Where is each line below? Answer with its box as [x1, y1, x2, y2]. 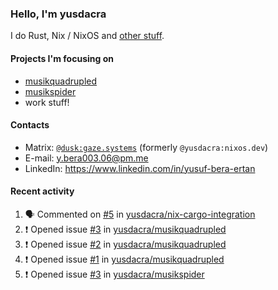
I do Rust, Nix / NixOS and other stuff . [10, 30, 165, 42]
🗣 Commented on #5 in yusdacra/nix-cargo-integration [24, 208, 256, 220]
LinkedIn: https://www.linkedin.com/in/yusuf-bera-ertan [24, 162, 256, 174]
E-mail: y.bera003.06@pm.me [24, 152, 149, 164]
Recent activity [10, 185, 75, 197]
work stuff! [24, 96, 70, 108]
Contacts [10, 119, 50, 131]
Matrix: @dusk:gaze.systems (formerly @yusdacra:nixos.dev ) [24, 141, 269, 153]
